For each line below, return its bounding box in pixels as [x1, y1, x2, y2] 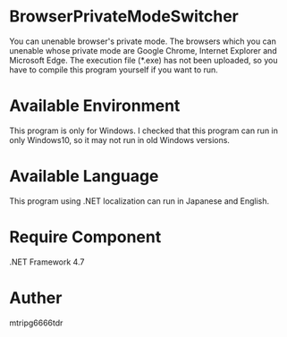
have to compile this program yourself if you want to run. [9, 64, 219, 75]
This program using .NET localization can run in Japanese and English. [9, 195, 270, 206]
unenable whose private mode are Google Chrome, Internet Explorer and [9, 45, 277, 55]
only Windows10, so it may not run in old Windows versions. [9, 134, 231, 145]
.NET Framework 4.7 [9, 257, 85, 267]
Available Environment [9, 96, 181, 116]
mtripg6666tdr [9, 317, 63, 328]
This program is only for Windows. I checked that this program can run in [9, 125, 279, 136]
